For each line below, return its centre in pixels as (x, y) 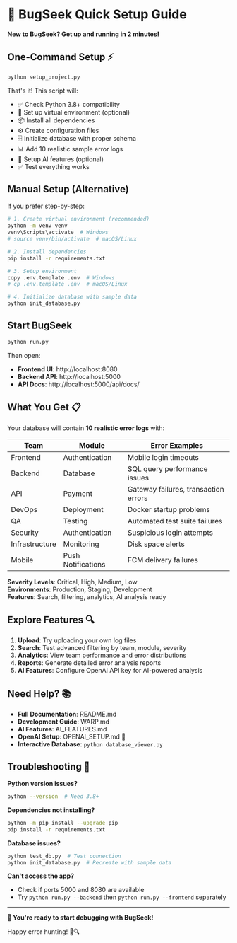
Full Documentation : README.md (67, 715)
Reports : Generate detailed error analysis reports (89, 663)
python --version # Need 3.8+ (53, 797)
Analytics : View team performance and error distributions (102, 655)
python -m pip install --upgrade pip (63, 823)
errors (138, 498)
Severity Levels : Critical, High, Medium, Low (72, 582)
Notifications (84, 564)
